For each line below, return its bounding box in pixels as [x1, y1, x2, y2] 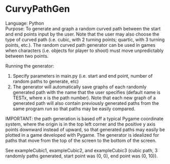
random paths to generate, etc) [12, 78, 79, 84]
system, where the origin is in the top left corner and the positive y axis [5, 121, 156, 127]
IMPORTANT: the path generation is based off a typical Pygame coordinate [5, 115, 164, 121]
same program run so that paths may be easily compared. [12, 105, 136, 112]
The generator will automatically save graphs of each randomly [12, 83, 147, 90]
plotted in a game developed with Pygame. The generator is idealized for [5, 132, 159, 138]
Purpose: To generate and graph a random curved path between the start [5, 25, 161, 31]
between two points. [5, 52, 49, 59]
